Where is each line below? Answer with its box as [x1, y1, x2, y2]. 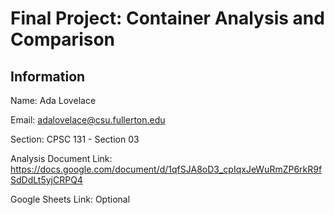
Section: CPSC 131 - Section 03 [10, 133, 140, 145]
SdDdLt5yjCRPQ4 [10, 174, 83, 186]
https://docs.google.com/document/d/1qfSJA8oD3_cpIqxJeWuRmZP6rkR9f [10, 163, 323, 175]
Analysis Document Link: [10, 153, 113, 164]
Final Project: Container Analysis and [10, 7, 325, 30]
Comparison [10, 28, 116, 51]
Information [10, 68, 86, 85]
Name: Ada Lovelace [10, 95, 97, 106]
